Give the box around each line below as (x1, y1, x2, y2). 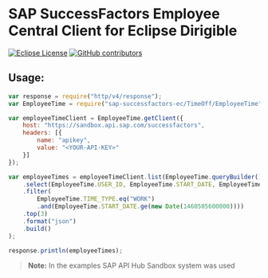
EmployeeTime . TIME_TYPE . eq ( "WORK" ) (37, 195, 156, 203)
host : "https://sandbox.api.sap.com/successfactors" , (22, 121, 205, 130)
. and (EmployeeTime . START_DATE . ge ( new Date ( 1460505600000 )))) (37, 202, 245, 211)
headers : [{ (22, 129, 62, 137)
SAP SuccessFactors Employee (8, 5, 221, 23)
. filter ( (22, 188, 52, 196)
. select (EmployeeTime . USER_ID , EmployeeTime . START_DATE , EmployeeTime (22, 180, 262, 188)
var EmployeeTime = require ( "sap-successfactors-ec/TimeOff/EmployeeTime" (8, 100, 262, 108)
